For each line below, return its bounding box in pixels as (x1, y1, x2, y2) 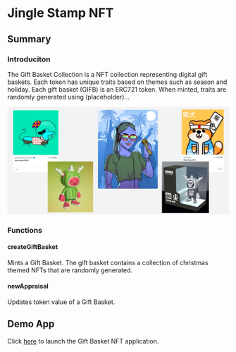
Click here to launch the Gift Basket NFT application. (7, 336, 159, 345)
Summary (7, 33, 51, 45)
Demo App (7, 318, 55, 330)
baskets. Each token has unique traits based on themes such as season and (7, 78, 228, 86)
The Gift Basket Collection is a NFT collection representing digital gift (7, 70, 208, 78)
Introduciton (7, 54, 51, 64)
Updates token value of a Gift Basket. (7, 298, 116, 306)
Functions (7, 225, 42, 235)
